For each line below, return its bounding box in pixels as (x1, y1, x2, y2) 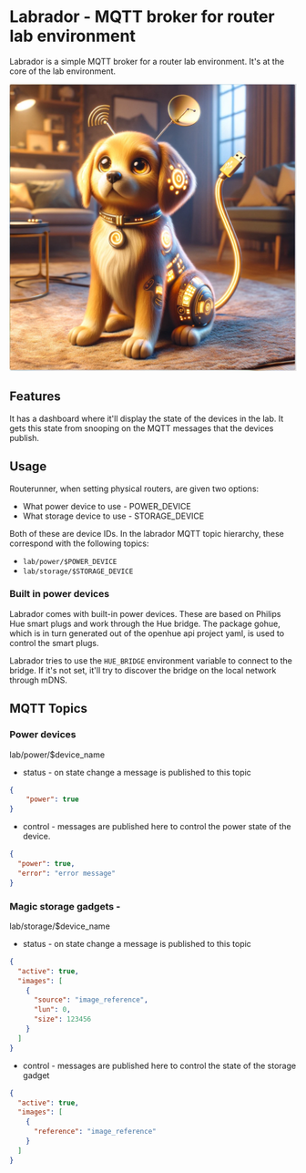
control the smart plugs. (9, 637, 99, 648)
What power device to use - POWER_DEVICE (22, 500, 191, 511)
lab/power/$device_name (9, 749, 106, 760)
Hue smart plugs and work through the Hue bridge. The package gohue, (9, 618, 280, 629)
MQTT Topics (9, 701, 88, 716)
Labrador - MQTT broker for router (9, 6, 275, 27)
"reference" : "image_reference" (33, 1127, 157, 1137)
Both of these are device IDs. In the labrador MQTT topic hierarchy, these (9, 528, 285, 539)
